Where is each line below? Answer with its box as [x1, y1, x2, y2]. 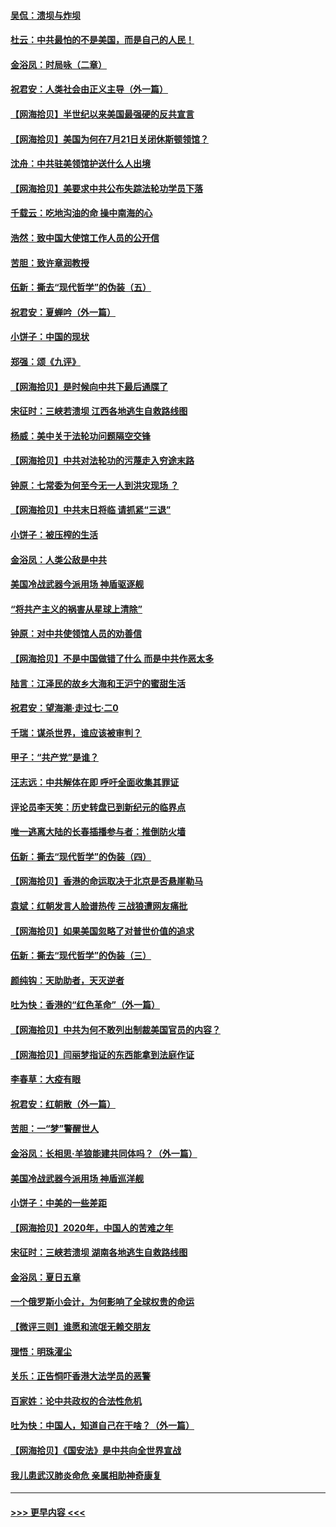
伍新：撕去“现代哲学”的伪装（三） [10, 950, 152, 962]
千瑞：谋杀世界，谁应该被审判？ [10, 726, 142, 739]
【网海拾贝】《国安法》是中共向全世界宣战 [10, 1445, 182, 1457]
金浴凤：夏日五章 [10, 1271, 81, 1283]
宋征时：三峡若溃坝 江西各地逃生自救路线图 [10, 405, 188, 417]
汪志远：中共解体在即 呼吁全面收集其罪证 [10, 776, 180, 788]
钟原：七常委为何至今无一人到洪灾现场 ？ [10, 479, 180, 491]
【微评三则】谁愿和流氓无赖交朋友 [10, 1321, 151, 1333]
